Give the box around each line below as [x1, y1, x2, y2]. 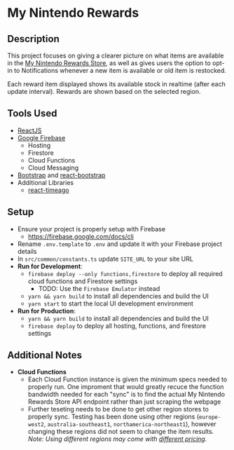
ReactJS [17, 126, 42, 135]
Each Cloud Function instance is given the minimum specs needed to [27, 375, 228, 383]
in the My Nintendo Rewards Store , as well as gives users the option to [7, 59, 212, 67]
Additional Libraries [17, 178, 74, 186]
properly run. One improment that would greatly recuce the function [27, 383, 224, 391]
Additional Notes [7, 349, 83, 362]
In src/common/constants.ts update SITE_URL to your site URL [17, 254, 194, 263]
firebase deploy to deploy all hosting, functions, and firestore [27, 321, 207, 330]
